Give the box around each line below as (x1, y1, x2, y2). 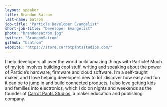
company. (5, 96, 26, 102)
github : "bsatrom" (5, 40, 43, 45)
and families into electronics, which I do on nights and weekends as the (5, 85, 152, 91)
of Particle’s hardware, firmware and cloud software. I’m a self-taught (5, 69, 148, 75)
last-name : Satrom (5, 17, 43, 22)
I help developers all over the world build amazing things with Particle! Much (5, 58, 162, 64)
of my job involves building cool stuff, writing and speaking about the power (5, 64, 161, 70)
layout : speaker (5, 7, 39, 13)
